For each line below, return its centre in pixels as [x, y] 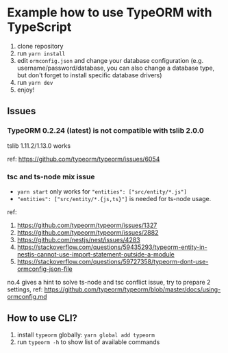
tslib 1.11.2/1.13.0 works [39, 146]
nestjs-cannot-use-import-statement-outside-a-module [96, 254]
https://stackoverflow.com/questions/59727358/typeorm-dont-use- [113, 261]
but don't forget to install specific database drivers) [89, 75]
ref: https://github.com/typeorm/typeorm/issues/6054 [84, 159]
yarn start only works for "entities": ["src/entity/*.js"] [102, 191]
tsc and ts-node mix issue [51, 176]
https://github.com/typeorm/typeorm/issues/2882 [88, 232]
